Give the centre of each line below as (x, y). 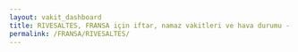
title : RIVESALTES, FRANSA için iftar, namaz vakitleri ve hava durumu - (150, 26)
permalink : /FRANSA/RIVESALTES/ (69, 33)
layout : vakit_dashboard (55, 17)
